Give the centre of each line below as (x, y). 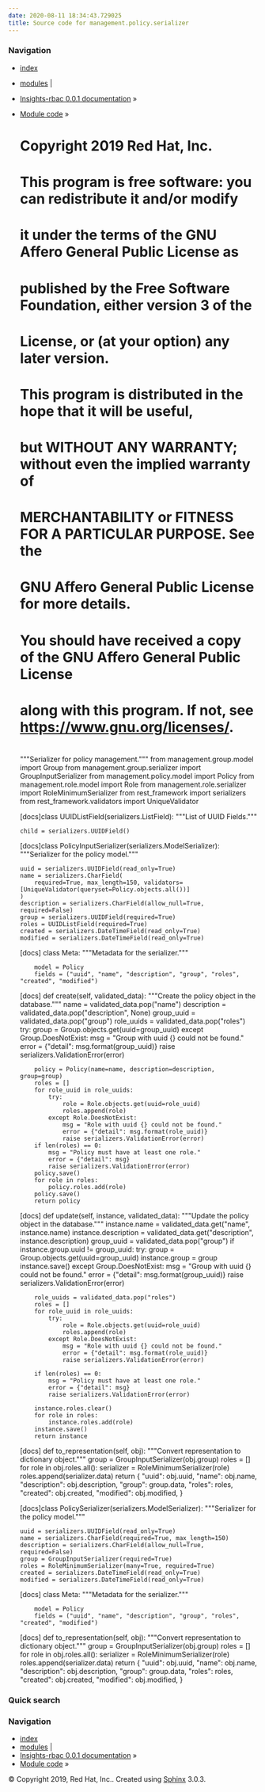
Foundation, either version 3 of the (136, 305)
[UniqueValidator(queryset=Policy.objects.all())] (105, 890)
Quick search (34, 1700)
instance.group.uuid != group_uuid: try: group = (97, 1249)
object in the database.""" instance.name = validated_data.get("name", (135, 1224)
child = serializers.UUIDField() (75, 831)
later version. (64, 358)
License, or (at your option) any (125, 341)
